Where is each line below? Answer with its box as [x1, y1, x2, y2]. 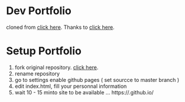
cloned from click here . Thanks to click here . [6, 24, 115, 31]
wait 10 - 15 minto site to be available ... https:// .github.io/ [14, 88, 154, 96]
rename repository [14, 70, 60, 77]
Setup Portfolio [6, 44, 82, 58]
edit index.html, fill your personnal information [14, 83, 127, 90]
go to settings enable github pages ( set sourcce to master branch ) [14, 76, 180, 83]
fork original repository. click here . [14, 64, 99, 71]
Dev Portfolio [6, 4, 72, 18]
